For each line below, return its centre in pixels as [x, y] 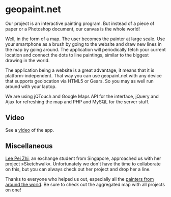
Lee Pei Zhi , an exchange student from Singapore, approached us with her [83, 158]
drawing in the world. [27, 60]
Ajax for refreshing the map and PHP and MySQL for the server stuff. [77, 102]
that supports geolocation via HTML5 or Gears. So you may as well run [79, 81]
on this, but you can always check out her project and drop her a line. [78, 169]
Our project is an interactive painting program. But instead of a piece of [80, 23]
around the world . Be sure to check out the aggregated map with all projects [85, 184]
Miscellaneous [29, 146]
